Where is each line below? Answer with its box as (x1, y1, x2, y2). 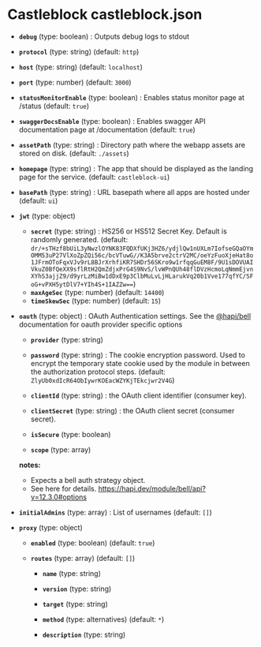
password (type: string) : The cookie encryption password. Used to (30, 350, 246, 360)
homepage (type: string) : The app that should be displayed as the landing (18, 163, 254, 173)
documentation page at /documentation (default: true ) (18, 125, 196, 134)
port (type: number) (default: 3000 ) (18, 77, 132, 87)
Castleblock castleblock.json (7, 6, 203, 24)
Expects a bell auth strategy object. (30, 475, 146, 484)
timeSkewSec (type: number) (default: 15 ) (30, 296, 162, 305)
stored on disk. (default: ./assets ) (18, 148, 129, 158)
